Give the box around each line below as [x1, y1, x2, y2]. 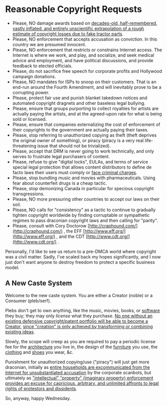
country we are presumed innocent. [12, 41, 86, 47]
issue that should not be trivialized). [37, 143, 111, 149]
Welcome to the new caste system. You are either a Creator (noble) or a [5, 292, 153, 298]
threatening [12, 143, 36, 149]
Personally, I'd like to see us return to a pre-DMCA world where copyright [5, 248, 156, 254]
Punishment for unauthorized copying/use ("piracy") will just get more [5, 359, 149, 365]
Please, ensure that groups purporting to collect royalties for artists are [12, 105, 159, 111]
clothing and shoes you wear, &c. [5, 349, 74, 355]
